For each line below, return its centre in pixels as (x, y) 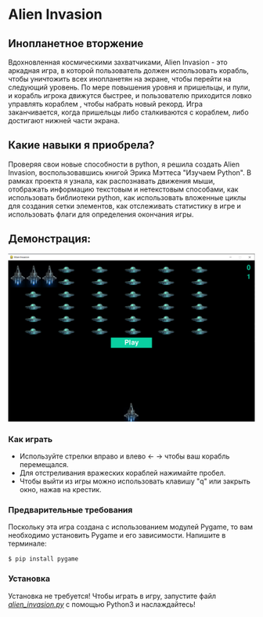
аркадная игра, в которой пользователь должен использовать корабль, (128, 71)
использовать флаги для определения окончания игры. (101, 214)
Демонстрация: (50, 239)
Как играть (31, 439)
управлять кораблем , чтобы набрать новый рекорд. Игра (106, 104)
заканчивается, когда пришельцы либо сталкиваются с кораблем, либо (128, 112)
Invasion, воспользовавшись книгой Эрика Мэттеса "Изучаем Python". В (130, 172)
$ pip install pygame (43, 559)
